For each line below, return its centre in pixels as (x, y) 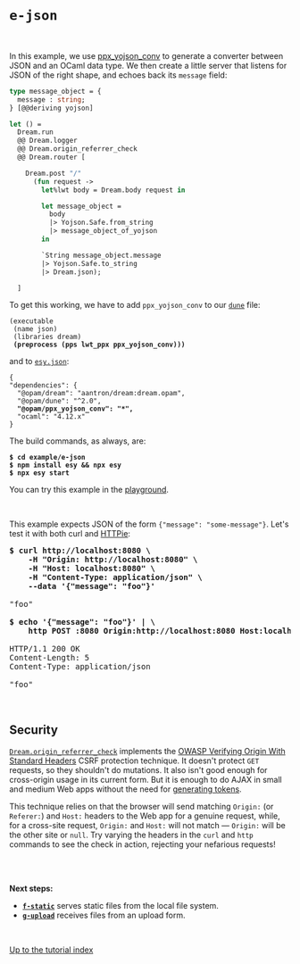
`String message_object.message (102, 255)
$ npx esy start (39, 473)
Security (33, 730)
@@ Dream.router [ (52, 158)
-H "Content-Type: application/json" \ (115, 578)
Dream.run (35, 132)
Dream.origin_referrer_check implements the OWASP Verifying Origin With (147, 752)
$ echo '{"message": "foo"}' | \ (83, 622)
